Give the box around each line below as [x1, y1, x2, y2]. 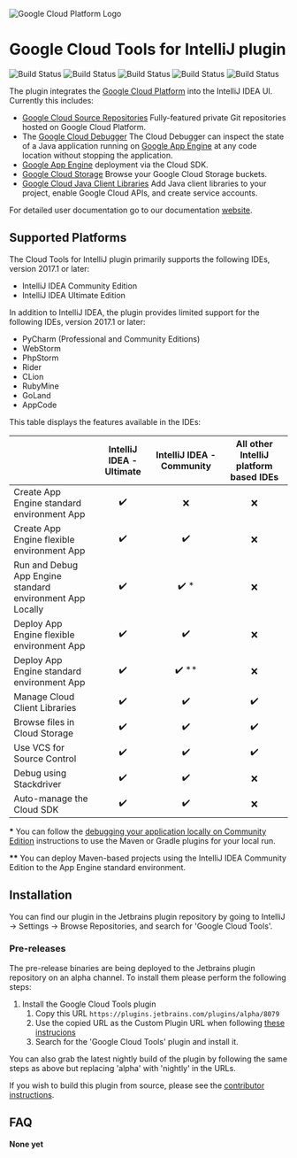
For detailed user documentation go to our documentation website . [9, 205, 254, 215]
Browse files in [13, 715, 75, 728]
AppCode [21, 399, 57, 410]
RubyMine [21, 381, 59, 391]
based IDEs [230, 470, 279, 482]
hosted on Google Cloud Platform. [21, 121, 147, 132]
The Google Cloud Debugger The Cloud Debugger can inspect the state [21, 131, 285, 142]
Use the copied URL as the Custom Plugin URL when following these [34, 1017, 286, 1028]
